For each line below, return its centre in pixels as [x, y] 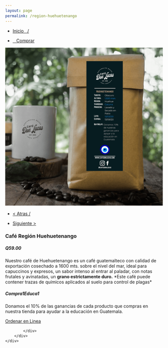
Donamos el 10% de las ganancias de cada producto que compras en [77, 306]
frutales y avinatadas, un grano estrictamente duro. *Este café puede [78, 277]
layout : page [19, 11]
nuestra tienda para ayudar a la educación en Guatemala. [64, 311]
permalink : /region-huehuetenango [41, 16]
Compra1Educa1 [22, 293]
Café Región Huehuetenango [41, 236]
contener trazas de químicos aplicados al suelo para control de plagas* [79, 282]
